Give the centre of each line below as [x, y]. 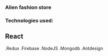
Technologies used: [29, 20]
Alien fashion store [28, 7]
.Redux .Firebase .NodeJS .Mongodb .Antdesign [54, 48]
